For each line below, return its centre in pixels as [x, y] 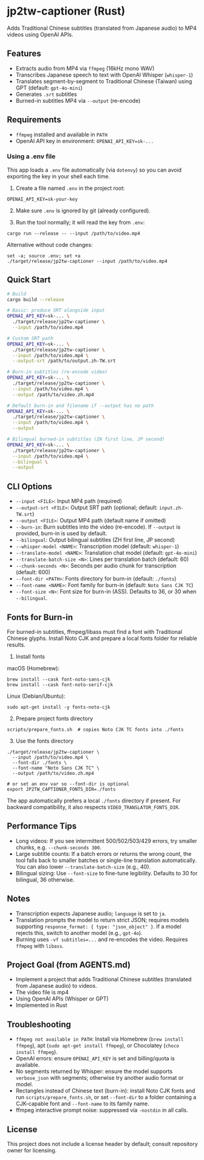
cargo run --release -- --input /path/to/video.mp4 [73, 233]
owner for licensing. [32, 1150]
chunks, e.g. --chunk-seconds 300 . [59, 847]
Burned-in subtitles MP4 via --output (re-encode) [78, 100]
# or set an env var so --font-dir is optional [68, 784]
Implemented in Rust [41, 1005]
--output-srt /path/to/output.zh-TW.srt [64, 361]
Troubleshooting [39, 1024]
